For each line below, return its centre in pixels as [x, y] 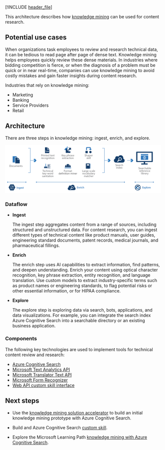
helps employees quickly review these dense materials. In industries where [82, 60]
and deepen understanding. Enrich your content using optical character [85, 270]
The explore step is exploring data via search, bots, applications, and [82, 310]
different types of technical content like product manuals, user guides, [84, 235]
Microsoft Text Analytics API [41, 369]
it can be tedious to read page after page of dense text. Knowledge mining [81, 54]
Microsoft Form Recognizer [40, 380]
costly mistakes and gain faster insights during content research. [71, 76]
